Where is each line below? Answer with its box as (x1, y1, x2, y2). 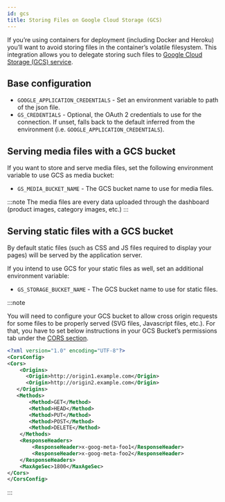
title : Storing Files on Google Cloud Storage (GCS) (7, 17, 163, 24)
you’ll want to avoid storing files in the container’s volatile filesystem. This (7, 43, 217, 51)
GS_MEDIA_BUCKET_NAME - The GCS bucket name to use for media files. (17, 185, 214, 193)
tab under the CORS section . (7, 333, 89, 342)
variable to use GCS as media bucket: (7, 171, 114, 180)
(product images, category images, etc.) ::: (7, 205, 129, 214)
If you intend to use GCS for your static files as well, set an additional (7, 264, 204, 272)
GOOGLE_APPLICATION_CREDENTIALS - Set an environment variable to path (17, 96, 219, 104)
